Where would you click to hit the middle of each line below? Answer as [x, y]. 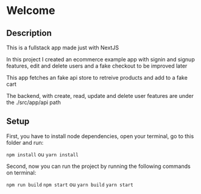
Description [29, 33]
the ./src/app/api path [33, 102]
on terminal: [21, 172]
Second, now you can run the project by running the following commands [98, 166]
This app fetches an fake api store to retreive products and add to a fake [97, 78]
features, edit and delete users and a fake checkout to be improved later [97, 66]
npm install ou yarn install [43, 154]
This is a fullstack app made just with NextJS [63, 47]
